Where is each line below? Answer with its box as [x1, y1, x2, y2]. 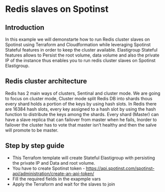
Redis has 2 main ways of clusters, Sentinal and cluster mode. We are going [5, 90, 161, 96]
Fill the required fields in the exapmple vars [12, 176, 101, 182]
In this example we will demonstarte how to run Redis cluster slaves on [5, 36, 150, 42]
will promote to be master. [5, 127, 59, 133]
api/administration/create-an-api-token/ [12, 170, 94, 177]
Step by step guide [5, 141, 65, 150]
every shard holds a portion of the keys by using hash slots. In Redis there [5, 101, 157, 107]
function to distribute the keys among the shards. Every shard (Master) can [5, 111, 159, 117]
